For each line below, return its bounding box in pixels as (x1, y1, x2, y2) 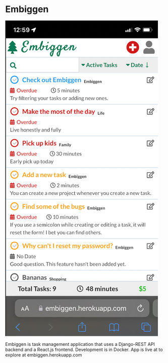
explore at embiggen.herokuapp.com (5, 351, 82, 358)
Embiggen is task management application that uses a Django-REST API (5, 341, 155, 347)
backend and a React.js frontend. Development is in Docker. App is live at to (5, 346, 163, 352)
